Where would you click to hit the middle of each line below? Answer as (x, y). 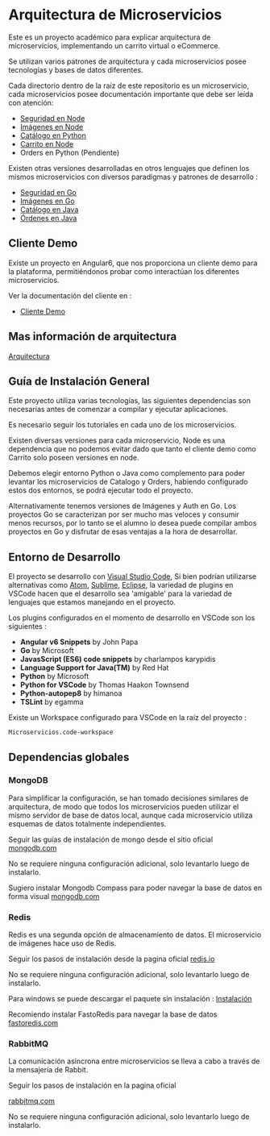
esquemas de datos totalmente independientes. (87, 823)
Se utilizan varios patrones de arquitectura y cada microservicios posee (128, 61)
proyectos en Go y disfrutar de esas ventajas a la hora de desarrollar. (123, 532)
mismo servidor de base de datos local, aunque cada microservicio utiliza (131, 815)
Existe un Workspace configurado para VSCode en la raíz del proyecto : (128, 718)
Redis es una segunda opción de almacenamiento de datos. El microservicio (135, 935)
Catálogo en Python (53, 135)
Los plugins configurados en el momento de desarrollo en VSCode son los (132, 618)
